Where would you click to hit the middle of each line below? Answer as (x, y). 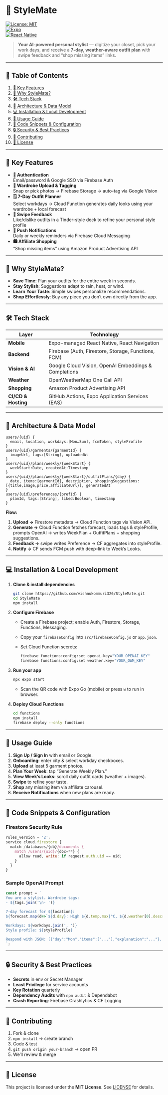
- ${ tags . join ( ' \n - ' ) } (30, 903)
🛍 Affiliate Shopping (35, 241)
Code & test (25, 1044)
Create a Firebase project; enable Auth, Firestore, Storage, (80, 622)
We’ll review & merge (34, 1054)
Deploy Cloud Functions (38, 704)
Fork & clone (26, 1033)
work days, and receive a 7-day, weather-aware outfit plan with (84, 50)
